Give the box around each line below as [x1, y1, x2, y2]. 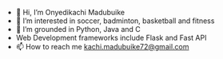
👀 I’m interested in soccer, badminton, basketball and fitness [15, 16, 215, 26]
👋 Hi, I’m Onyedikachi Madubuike [15, 8, 125, 17]
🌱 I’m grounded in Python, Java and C [15, 25, 141, 33]
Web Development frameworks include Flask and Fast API [15, 33, 207, 42]
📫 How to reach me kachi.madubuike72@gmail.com [15, 42, 189, 51]
